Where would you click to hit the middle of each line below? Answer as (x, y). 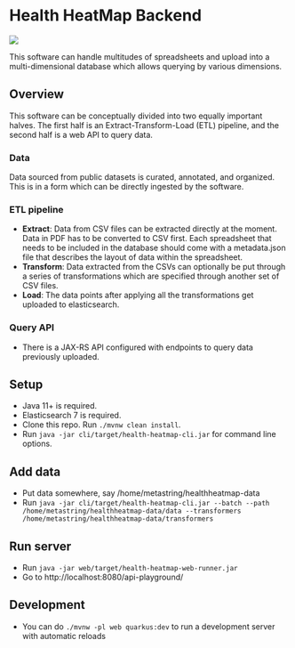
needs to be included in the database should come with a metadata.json (154, 248)
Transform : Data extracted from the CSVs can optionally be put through (154, 267)
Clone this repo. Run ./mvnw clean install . (101, 425)
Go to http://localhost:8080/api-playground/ (103, 577)
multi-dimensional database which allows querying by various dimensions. (146, 66)
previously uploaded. (60, 356)
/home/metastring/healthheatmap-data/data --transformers (132, 511)
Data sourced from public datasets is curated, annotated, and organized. (142, 177)
